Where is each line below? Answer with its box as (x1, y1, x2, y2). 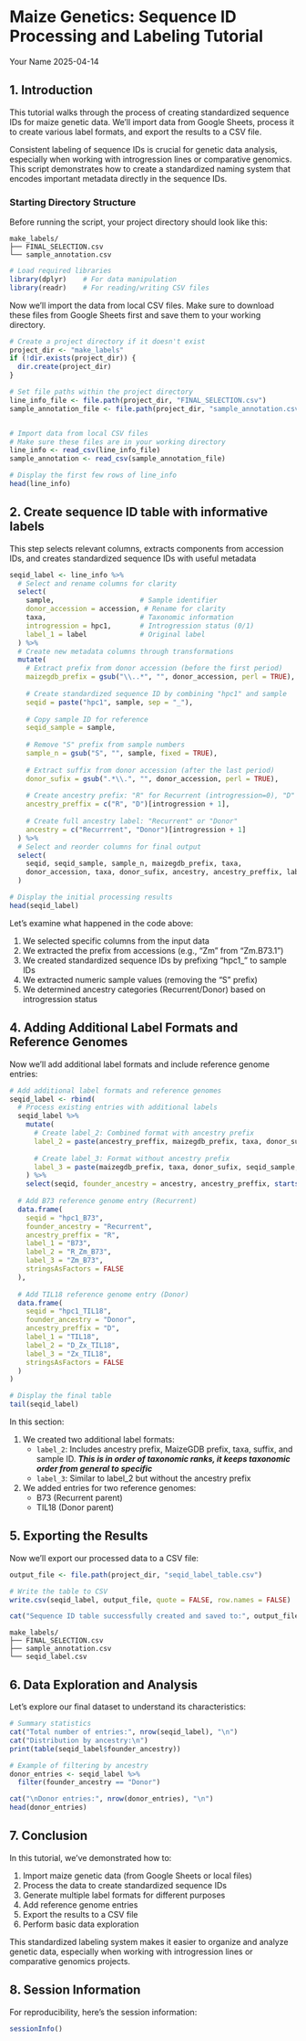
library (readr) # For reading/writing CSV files (9, 283, 209, 292)
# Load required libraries (9, 267, 112, 276)
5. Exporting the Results (9, 1528, 148, 1544)
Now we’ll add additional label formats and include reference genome (9, 1058, 270, 1070)
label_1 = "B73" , (25, 1239, 92, 1248)
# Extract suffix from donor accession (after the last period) (25, 766, 275, 775)
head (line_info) (9, 480, 71, 489)
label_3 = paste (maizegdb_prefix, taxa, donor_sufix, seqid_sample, (33, 1162, 300, 1171)
